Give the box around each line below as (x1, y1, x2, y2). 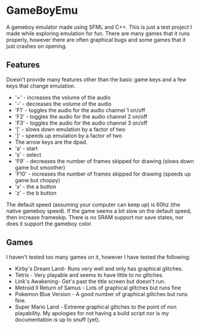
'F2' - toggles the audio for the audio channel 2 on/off (14, 113, 147, 120)
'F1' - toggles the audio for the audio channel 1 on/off (14, 106, 146, 114)
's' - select (14, 151, 42, 158)
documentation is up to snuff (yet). (14, 316, 100, 323)
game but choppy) (14, 176, 61, 183)
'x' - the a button (14, 183, 57, 190)
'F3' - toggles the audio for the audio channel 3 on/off (14, 119, 148, 126)
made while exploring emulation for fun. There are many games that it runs (6, 29, 190, 37)
